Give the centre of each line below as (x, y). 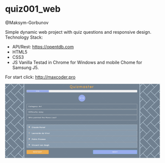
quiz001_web (33, 9)
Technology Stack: (24, 37)
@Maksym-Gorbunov (27, 23)
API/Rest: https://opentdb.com (43, 47)
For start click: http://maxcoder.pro (40, 77)
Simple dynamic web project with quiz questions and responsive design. (78, 32)
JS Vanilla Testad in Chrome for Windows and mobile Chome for (77, 62)
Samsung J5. (26, 68)
